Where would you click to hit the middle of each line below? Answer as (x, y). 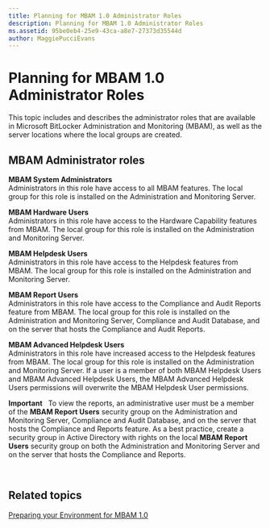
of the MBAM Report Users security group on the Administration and (123, 412)
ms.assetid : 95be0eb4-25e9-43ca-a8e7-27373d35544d (95, 31)
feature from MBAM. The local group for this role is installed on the (119, 312)
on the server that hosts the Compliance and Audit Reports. (107, 329)
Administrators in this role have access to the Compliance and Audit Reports (135, 303)
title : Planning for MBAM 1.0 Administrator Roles (95, 16)
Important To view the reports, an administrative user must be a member (131, 403)
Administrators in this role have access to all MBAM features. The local (126, 188)
